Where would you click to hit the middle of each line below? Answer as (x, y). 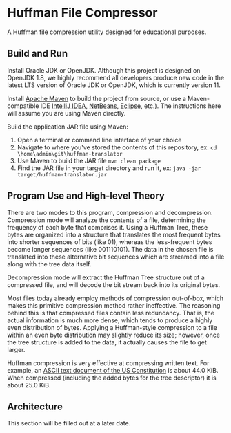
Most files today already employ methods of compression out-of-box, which (115, 298)
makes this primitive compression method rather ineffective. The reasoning (114, 305)
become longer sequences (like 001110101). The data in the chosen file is (110, 249)
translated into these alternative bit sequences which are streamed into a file (116, 257)
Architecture (35, 406)
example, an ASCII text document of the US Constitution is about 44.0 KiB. (113, 370)
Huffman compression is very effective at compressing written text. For (108, 363)
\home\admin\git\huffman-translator (70, 154)
